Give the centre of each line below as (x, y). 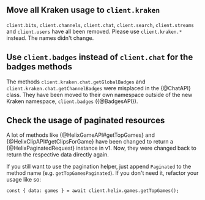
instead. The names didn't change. (50, 38)
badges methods (39, 67)
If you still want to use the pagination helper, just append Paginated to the (99, 167)
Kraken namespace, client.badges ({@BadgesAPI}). (72, 101)
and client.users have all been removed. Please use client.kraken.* (94, 31)
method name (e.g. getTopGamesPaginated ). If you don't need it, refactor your (102, 173)
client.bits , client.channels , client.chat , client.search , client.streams (100, 25)
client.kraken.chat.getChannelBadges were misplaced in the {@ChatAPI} (99, 88)
